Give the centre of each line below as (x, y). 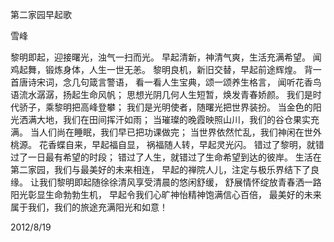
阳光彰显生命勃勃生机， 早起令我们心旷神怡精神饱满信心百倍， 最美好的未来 (166, 194)
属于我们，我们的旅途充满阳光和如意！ (89, 207)
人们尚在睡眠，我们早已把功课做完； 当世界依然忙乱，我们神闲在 (171, 132)
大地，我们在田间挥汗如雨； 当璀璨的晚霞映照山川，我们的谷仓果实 (173, 119)
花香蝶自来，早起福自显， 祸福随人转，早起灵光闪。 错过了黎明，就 (177, 144)
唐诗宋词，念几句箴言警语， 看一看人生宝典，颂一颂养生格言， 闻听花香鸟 (170, 82)
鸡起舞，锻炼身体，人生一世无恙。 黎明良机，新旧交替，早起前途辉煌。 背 (161, 69)
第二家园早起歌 (41, 14)
